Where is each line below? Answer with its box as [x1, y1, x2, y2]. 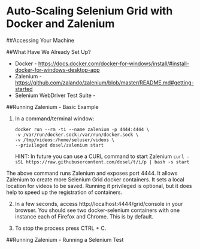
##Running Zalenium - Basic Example [6, 103, 99, 110]
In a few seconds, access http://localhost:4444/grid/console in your [14, 200, 183, 207]
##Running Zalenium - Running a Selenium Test [6, 236, 124, 243]
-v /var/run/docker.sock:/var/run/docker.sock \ [14, 132, 139, 138]
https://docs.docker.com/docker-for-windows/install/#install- [38, 60, 190, 67]
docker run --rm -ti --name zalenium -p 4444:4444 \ [14, 126, 150, 132]
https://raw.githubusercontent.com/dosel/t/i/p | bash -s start [26, 159, 190, 165]
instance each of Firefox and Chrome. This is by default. [14, 212, 154, 220]
